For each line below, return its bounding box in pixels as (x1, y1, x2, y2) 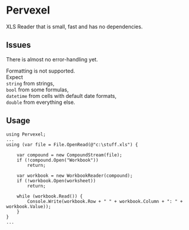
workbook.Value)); (6, 203, 51, 209)
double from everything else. (6, 98, 75, 106)
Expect (6, 73, 24, 80)
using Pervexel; (6, 131, 46, 137)
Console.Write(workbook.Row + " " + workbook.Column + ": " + (27, 198, 183, 204)
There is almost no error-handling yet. (6, 55, 98, 63)
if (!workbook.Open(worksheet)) (16, 178, 96, 183)
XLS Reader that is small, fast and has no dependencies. (6, 23, 143, 30)
